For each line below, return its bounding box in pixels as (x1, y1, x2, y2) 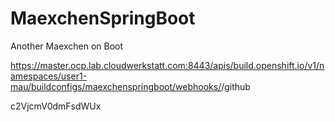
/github (221, 80, 251, 92)
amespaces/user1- (10, 70, 88, 82)
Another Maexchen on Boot (10, 40, 124, 52)
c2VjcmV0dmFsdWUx (10, 100, 102, 112)
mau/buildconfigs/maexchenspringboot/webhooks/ (10, 80, 222, 92)
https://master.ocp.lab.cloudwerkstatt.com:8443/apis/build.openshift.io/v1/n (10, 59, 325, 71)
